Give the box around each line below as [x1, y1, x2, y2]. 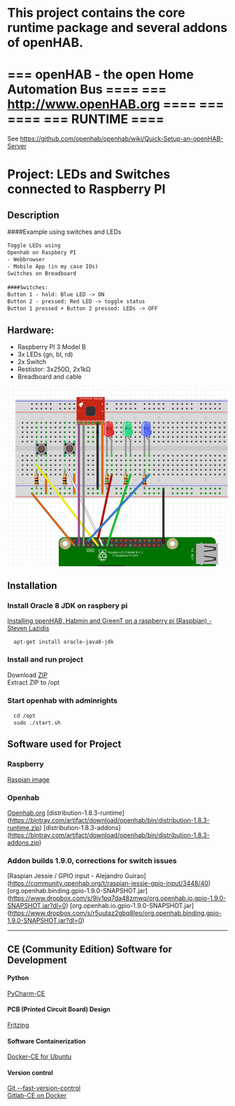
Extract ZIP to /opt [7, 678, 60, 687]
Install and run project [7, 654, 84, 664]
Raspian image [7, 775, 50, 783]
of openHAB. [7, 35, 84, 50]
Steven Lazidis [7, 624, 50, 633]
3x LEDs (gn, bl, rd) [17, 350, 73, 358]
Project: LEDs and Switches [7, 167, 171, 183]
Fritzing [7, 1021, 29, 1029]
